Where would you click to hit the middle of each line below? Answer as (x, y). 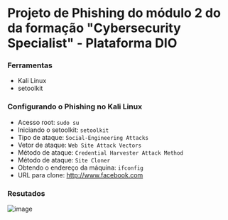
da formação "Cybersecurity (94, 28)
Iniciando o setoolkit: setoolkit (63, 130)
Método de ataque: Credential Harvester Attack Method (100, 152)
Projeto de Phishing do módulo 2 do (114, 13)
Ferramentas (30, 65)
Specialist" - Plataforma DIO (92, 43)
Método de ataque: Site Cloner (64, 160)
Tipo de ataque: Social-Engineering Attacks (83, 137)
